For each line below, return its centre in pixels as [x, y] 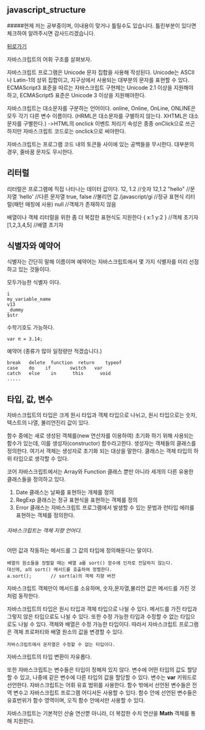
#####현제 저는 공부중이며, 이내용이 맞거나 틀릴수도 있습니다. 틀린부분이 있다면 [102, 25]
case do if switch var [55, 368]
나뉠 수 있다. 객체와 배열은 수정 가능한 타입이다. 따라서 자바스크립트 [98, 624]
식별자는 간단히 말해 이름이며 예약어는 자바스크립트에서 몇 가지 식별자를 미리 [97, 262]
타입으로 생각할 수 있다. [41, 459]
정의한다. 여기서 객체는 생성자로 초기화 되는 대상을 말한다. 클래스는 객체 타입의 [100, 451]
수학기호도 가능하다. [31, 327]
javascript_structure [46, 10]
